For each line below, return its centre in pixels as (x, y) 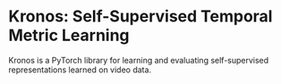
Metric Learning (69, 35)
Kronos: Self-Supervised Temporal (140, 17)
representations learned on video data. (80, 70)
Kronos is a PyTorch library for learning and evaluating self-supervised (139, 60)
